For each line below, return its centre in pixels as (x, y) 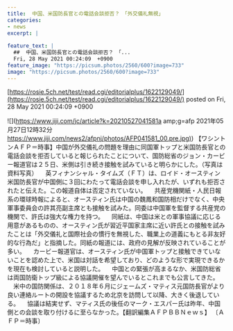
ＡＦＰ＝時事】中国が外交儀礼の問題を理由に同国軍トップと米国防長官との (119, 147)
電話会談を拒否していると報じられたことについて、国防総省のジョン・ (107, 155)
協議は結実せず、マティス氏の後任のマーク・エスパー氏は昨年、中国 (123, 303)
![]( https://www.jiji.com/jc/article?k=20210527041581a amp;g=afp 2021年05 (115, 121)
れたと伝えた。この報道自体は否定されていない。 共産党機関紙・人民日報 (114, 190)
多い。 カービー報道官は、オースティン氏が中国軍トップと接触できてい (111, 251)
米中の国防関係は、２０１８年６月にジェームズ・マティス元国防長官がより (119, 286)
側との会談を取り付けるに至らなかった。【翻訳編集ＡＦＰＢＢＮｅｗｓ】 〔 (113, 312)
